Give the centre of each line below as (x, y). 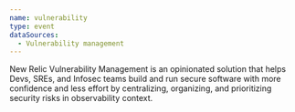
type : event (32, 26)
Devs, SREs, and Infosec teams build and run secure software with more (145, 79)
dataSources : (34, 35)
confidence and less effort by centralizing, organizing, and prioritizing (141, 88)
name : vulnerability (49, 18)
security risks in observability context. (81, 98)
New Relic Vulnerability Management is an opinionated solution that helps (147, 69)
